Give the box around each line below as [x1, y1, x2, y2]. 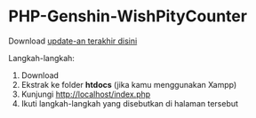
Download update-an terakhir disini [8, 35, 138, 46]
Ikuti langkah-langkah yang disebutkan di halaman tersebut [20, 98, 239, 108]
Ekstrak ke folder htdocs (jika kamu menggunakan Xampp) [20, 79, 237, 90]
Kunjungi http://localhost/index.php [20, 89, 151, 99]
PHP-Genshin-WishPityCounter [8, 6, 248, 27]
